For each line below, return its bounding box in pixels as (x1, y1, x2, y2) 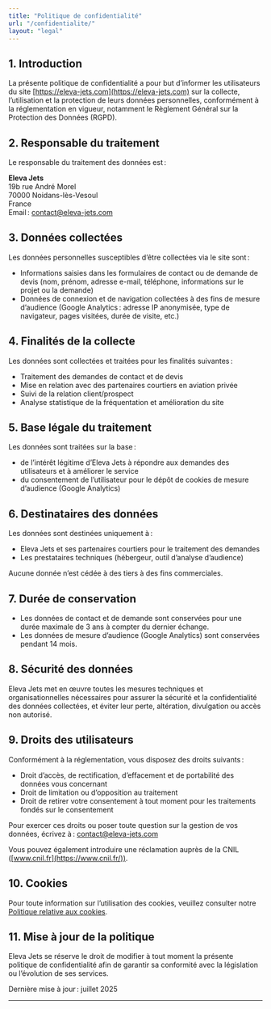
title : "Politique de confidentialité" (8, 11, 143, 20)
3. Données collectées (8, 231, 123, 245)
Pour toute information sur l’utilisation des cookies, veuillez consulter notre (8, 898, 256, 908)
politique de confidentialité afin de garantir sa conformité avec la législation (8, 960, 259, 970)
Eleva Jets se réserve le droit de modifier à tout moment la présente (8, 952, 234, 961)
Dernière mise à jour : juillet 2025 (8, 984, 119, 994)
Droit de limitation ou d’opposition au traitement (19, 787, 178, 797)
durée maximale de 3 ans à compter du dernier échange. (19, 622, 210, 631)
